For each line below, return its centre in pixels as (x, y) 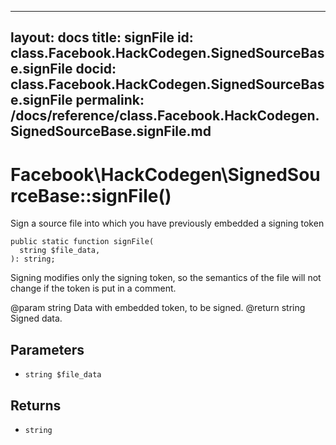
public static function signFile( (82, 242)
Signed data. (36, 318)
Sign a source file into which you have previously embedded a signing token (167, 223)
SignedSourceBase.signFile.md (111, 131)
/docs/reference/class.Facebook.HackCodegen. (165, 116)
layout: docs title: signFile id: (102, 37)
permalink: (110, 100)
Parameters (47, 349)
